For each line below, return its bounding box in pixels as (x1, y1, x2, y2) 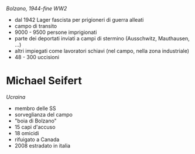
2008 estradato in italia (14, 142, 71, 149)
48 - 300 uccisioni (14, 54, 60, 60)
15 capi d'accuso (14, 123, 56, 131)
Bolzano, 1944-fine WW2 (6, 5, 67, 12)
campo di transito (14, 23, 57, 29)
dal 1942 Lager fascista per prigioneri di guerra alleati (14, 16, 144, 23)
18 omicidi (14, 129, 39, 136)
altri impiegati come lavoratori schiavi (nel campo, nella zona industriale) (14, 47, 189, 54)
